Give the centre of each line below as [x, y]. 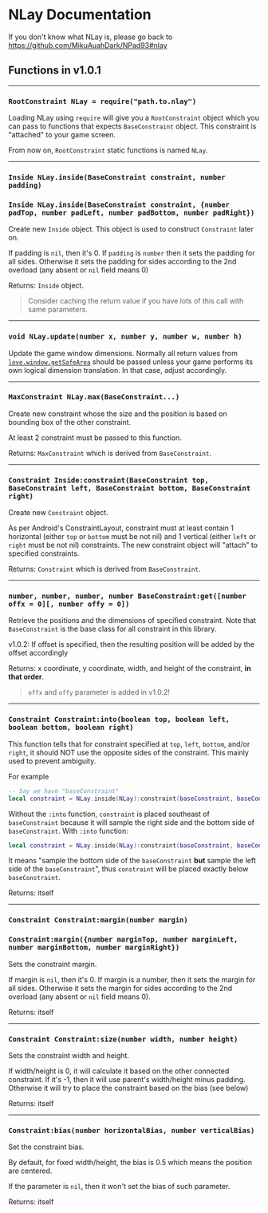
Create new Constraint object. [59, 513]
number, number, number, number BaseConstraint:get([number [128, 596]
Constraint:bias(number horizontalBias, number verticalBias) [132, 1130]
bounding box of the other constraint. [70, 422]
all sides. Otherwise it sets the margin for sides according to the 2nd [120, 988]
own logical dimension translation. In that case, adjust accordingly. [118, 370]
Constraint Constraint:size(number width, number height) [123, 1039]
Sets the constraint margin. [53, 964]
